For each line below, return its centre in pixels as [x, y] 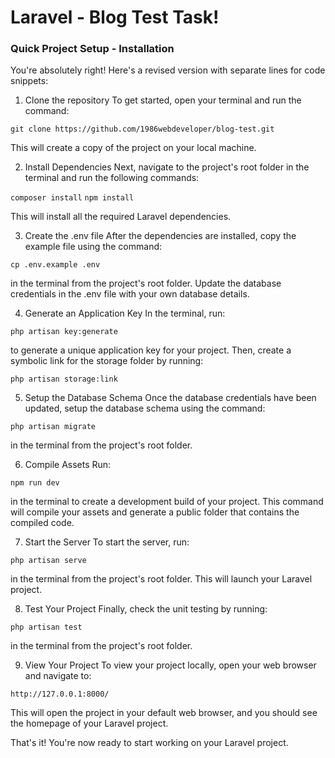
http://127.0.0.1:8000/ [60, 694]
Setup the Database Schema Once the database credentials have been [170, 398]
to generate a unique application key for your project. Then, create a [151, 350]
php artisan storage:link [64, 379]
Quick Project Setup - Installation [92, 49]
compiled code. [42, 523]
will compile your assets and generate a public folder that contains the [155, 512]
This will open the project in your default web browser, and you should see [164, 713]
